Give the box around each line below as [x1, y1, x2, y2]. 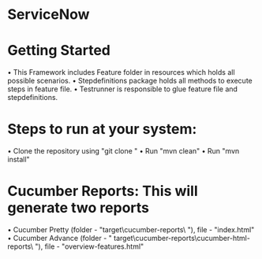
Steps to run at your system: [7, 120, 197, 139]
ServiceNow [7, 6, 90, 24]
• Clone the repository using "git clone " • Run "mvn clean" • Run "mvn [7, 146, 240, 156]
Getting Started [7, 42, 111, 60]
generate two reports [7, 199, 149, 217]
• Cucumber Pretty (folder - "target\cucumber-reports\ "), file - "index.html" [7, 225, 255, 234]
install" [7, 155, 30, 165]
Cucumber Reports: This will [7, 183, 198, 200]
